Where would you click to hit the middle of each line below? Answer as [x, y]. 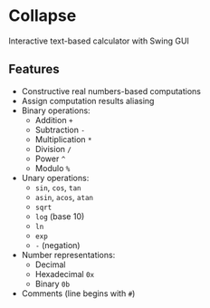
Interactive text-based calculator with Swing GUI [99, 41]
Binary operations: [56, 111]
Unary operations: [55, 178]
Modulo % [52, 168]
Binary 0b [52, 284]
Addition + [54, 120]
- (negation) [57, 245]
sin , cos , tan [58, 188]
